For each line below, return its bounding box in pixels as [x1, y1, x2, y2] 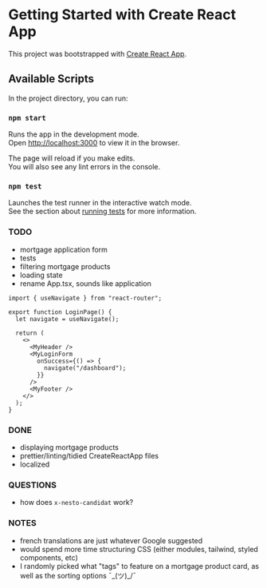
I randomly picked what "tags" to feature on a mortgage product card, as [19, 561, 260, 570]
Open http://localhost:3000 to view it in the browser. [8, 138, 180, 148]
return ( [15, 329, 45, 337]
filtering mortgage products [19, 261, 111, 271]
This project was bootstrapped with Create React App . [8, 49, 187, 58]
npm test [8, 181, 42, 191]
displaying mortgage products [19, 442, 120, 452]
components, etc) [19, 553, 78, 562]
